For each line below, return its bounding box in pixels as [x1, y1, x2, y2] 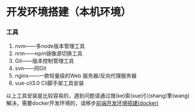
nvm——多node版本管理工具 [14, 43, 85, 50]
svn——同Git [14, 65, 46, 72]
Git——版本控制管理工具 [14, 57, 74, 65]
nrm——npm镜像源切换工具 [14, 50, 83, 57]
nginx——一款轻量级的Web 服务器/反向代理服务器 [14, 72, 137, 79]
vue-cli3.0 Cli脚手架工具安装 [14, 79, 84, 87]
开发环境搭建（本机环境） [6, 5, 132, 19]
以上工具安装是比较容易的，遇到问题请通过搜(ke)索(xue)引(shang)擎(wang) [6, 92, 190, 100]
